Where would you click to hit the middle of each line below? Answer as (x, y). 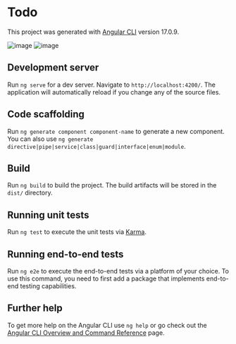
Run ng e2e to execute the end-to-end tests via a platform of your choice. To (118, 271)
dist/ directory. (30, 193)
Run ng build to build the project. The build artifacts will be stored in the (112, 185)
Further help (35, 308)
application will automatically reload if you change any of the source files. (114, 92)
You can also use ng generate (50, 139)
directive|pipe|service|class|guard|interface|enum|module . (97, 146)
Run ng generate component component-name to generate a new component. (116, 131)
